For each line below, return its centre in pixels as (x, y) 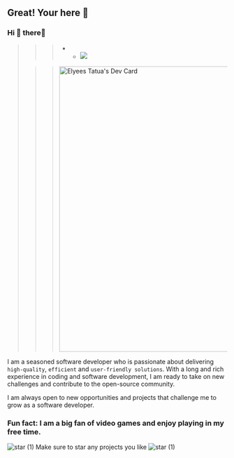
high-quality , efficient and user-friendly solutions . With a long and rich (116, 369)
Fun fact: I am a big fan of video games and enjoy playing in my (116, 423)
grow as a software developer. (51, 405)
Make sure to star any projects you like (91, 447)
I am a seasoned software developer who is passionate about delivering (111, 361)
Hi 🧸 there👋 (27, 33)
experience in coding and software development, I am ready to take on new (116, 376)
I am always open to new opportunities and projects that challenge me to (112, 397)
